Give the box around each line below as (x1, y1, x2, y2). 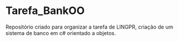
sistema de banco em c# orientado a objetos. (5, 29, 116, 36)
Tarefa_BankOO (5, 4, 85, 17)
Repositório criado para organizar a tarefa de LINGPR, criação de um (5, 23, 173, 30)
